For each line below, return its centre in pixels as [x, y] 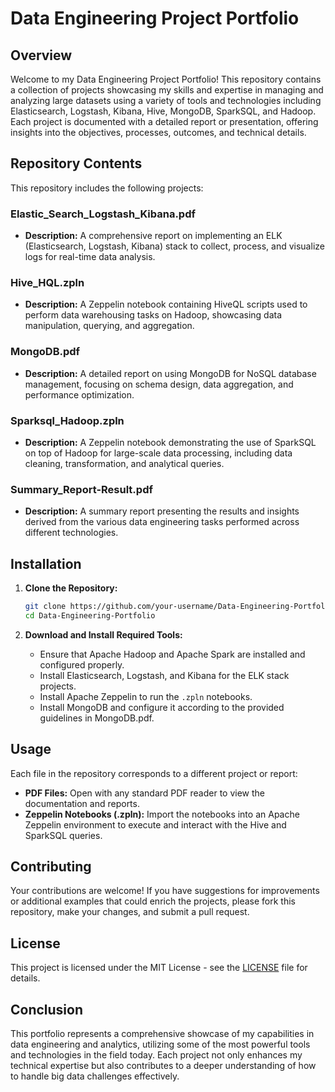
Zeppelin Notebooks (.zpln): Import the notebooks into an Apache [162, 814]
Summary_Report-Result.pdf [81, 489]
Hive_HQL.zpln [47, 283]
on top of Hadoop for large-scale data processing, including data [158, 453]
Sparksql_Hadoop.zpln [67, 420]
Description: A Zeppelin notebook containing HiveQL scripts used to [166, 304]
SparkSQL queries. [63, 835]
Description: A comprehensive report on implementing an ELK [153, 236]
